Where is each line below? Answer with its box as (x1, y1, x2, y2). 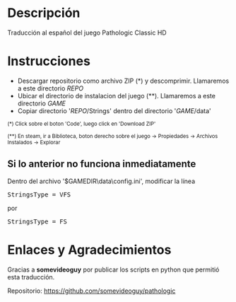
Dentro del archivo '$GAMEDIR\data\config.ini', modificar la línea (7, 177, 196, 185)
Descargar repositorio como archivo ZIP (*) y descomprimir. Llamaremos (17, 76, 230, 85)
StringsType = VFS (7, 190, 71, 199)
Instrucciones (7, 53, 90, 69)
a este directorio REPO (17, 83, 83, 93)
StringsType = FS (7, 217, 67, 226)
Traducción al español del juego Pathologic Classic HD (7, 28, 167, 37)
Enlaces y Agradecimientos (7, 242, 172, 257)
